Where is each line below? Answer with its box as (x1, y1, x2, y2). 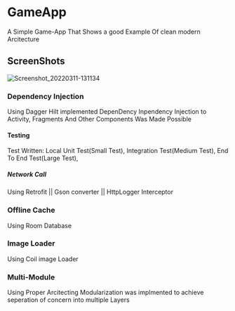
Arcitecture (7, 34, 40, 43)
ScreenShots (7, 55, 65, 67)
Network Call (7, 170, 47, 178)
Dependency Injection (7, 91, 84, 101)
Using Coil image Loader (7, 254, 79, 263)
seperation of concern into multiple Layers (7, 296, 130, 304)
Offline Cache (7, 205, 55, 215)
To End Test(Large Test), (7, 154, 79, 162)
